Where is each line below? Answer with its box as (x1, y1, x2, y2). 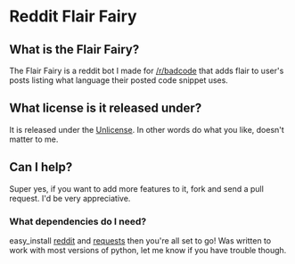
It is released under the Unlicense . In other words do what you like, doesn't (9, 124, 285, 135)
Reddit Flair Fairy (9, 6, 137, 27)
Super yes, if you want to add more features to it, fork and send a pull (9, 183, 265, 194)
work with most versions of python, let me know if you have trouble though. (9, 244, 287, 255)
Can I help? (9, 160, 73, 175)
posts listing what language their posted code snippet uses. (9, 75, 229, 86)
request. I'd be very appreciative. (9, 193, 131, 203)
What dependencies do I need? (9, 215, 147, 227)
